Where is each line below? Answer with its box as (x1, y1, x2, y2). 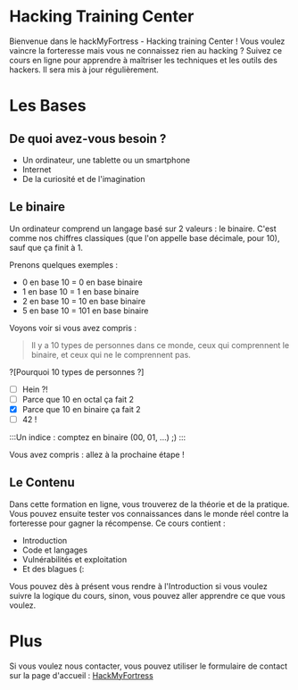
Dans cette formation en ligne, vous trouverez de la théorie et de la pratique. (9, 498, 290, 510)
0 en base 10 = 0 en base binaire (21, 277, 143, 287)
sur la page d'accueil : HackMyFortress (9, 669, 153, 680)
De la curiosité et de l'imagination (21, 173, 145, 184)
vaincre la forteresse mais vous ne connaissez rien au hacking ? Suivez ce (9, 45, 283, 55)
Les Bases (9, 96, 87, 116)
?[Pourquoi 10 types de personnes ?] (9, 366, 145, 377)
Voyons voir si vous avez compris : (9, 322, 137, 333)
